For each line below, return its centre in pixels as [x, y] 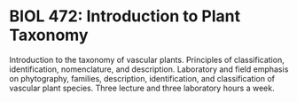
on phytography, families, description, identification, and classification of [142, 78]
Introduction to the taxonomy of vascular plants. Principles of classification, [147, 59]
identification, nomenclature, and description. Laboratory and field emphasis [149, 69]
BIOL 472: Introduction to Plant [125, 16]
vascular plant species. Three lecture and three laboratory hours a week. [142, 88]
